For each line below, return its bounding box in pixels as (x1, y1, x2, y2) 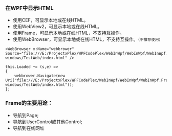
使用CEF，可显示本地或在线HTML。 (12, 17, 89, 24)
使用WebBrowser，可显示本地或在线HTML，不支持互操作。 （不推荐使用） (12, 36, 163, 42)
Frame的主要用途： (5, 100, 53, 107)
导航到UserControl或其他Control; (12, 119, 82, 125)
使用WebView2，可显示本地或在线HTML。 (12, 24, 102, 30)
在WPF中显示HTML (5, 4, 54, 11)
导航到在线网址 (12, 125, 45, 131)
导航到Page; (12, 112, 39, 118)
